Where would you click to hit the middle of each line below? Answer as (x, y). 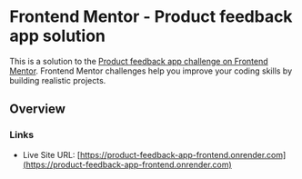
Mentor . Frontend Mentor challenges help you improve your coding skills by (151, 71)
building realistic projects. (58, 80)
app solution (58, 36)
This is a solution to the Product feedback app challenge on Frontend (139, 61)
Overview (38, 109)
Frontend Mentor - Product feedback (151, 17)
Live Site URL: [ (51, 154)
